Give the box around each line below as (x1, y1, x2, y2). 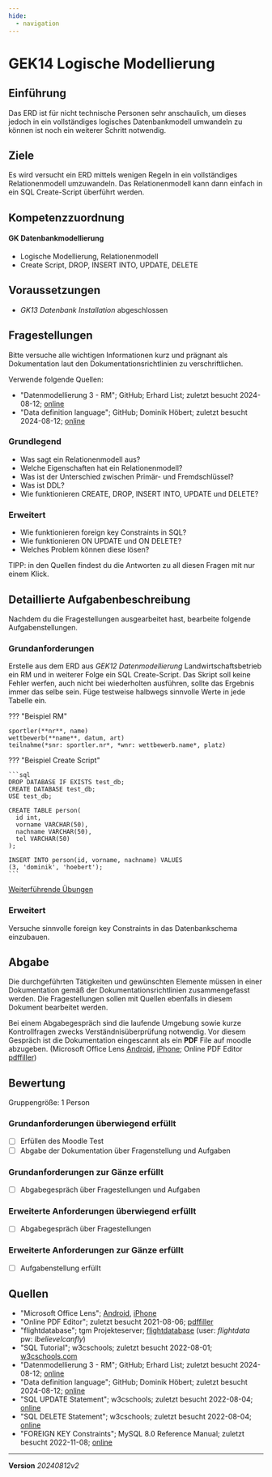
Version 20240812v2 (8, 1461, 79, 1471)
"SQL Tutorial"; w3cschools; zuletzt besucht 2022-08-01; (19, 1343, 213, 1353)
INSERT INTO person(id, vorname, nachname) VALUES (8, 856, 183, 864)
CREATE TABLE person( (8, 807, 82, 815)
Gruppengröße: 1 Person (8, 1098, 91, 1108)
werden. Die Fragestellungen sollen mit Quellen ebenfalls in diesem (8, 994, 233, 1004)
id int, (15, 813, 42, 822)
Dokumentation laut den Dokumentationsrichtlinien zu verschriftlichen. (8, 358, 244, 369)
